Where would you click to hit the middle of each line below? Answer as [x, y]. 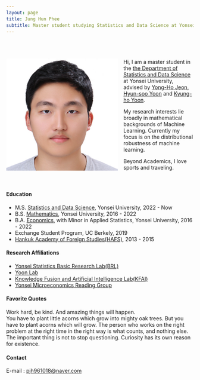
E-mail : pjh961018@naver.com [44, 371]
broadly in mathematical [153, 118]
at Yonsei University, [149, 81]
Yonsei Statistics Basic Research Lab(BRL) [67, 266]
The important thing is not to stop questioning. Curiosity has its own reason [99, 337]
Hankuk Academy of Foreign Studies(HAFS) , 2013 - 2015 [85, 239]
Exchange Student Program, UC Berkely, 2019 [71, 232]
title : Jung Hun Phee [33, 19]
